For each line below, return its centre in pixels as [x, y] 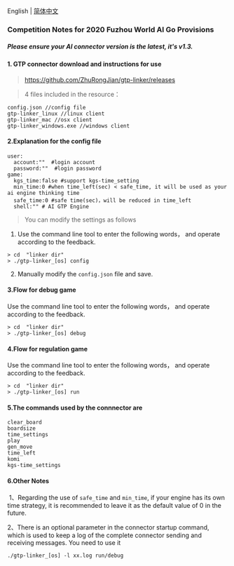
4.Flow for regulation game [47, 349]
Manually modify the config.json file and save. [85, 274]
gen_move [20, 447]
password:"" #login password [57, 168]
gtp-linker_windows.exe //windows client [69, 126]
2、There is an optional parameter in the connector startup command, [108, 527]
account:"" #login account [55, 162]
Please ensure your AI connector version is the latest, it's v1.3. [100, 46]
